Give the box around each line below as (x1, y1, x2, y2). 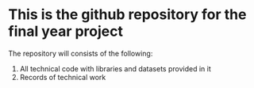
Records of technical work (19, 72, 106, 82)
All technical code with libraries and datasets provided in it (19, 63, 212, 73)
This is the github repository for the (8, 6, 247, 24)
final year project (8, 22, 123, 40)
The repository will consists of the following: (8, 48, 153, 58)
